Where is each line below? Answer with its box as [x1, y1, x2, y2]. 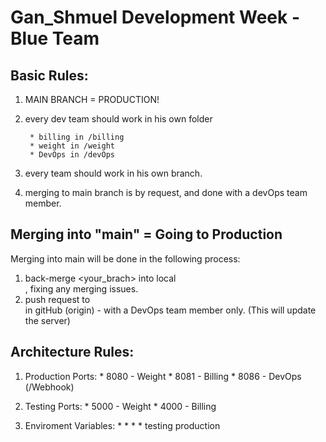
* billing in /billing [29, 132, 125, 142]
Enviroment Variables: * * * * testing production [24, 419, 221, 431]
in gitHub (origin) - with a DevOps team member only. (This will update [24, 304, 317, 316]
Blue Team [10, 27, 100, 50]
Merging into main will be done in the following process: [10, 252, 241, 265]
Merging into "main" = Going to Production [10, 226, 283, 243]
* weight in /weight [29, 141, 115, 151]
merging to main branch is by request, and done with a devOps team [24, 187, 308, 198]
